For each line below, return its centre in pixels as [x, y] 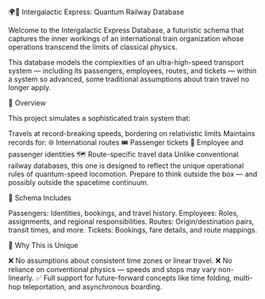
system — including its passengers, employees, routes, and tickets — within [132, 71]
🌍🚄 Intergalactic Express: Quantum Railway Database [96, 12]
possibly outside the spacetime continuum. [79, 182]
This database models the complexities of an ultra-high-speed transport [126, 62]
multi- [243, 278]
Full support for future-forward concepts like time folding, [138, 278]
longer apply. [30, 87]
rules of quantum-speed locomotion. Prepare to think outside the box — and [133, 174]
